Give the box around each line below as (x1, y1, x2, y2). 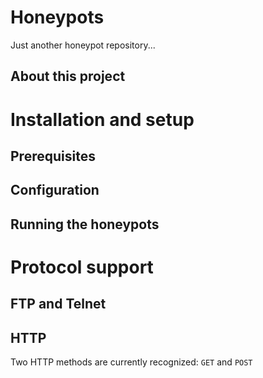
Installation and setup (10, 108, 195, 131)
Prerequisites (10, 147, 96, 165)
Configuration (10, 182, 100, 199)
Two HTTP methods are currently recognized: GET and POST (10, 356, 253, 368)
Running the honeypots (10, 216, 160, 233)
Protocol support (10, 256, 154, 278)
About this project (10, 68, 126, 85)
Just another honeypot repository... (10, 39, 156, 51)
